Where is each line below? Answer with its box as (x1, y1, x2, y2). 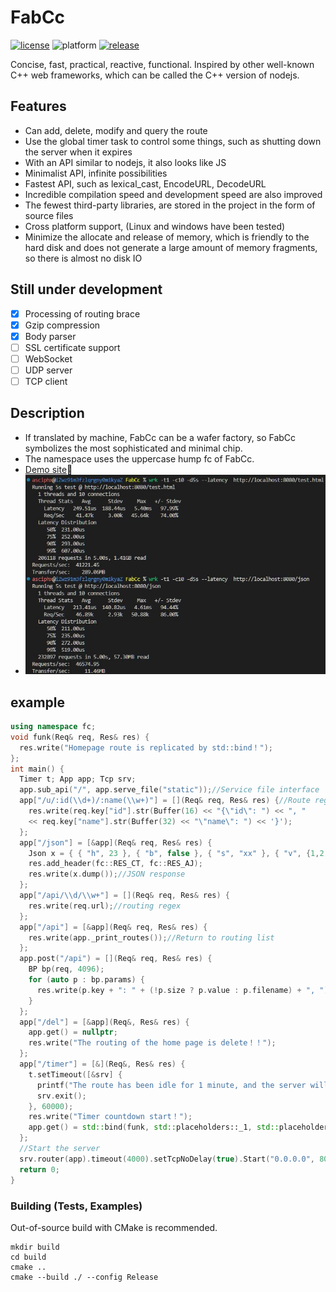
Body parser (24, 330, 77, 342)
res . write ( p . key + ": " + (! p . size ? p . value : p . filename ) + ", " (36, 985, 325, 995)
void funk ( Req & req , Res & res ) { (10, 732, 150, 742)
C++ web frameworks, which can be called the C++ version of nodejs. (10, 69, 300, 81)
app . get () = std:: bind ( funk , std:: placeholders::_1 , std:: (28, 1122, 280, 1133)
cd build (10, 1252, 47, 1262)
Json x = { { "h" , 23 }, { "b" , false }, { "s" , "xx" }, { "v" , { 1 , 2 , (28, 848, 329, 858)
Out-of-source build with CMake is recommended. (10, 1221, 218, 1233)
